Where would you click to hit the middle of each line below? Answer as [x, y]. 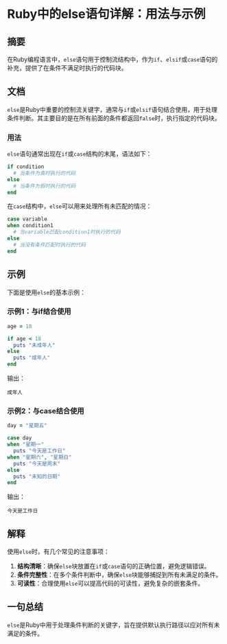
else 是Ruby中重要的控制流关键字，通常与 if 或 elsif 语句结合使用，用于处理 [112, 109]
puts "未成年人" [35, 345]
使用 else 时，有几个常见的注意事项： [58, 552]
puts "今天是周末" [37, 463]
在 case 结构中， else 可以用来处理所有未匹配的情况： [80, 206]
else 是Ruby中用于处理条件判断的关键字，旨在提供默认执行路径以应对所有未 [114, 625]
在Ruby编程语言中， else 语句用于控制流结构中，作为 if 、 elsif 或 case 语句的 [112, 59]
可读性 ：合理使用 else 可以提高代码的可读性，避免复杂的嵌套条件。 [110, 584]
